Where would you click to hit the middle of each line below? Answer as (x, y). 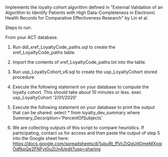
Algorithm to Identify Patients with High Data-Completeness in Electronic (80, 13)
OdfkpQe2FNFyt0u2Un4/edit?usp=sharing (57, 149)
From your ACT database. (32, 37)
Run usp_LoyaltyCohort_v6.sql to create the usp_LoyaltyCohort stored (85, 72)
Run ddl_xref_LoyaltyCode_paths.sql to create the (64, 47)
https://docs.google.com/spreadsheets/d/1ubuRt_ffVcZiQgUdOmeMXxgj (87, 143)
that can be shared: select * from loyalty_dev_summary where (76, 113)
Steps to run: (19, 28)
